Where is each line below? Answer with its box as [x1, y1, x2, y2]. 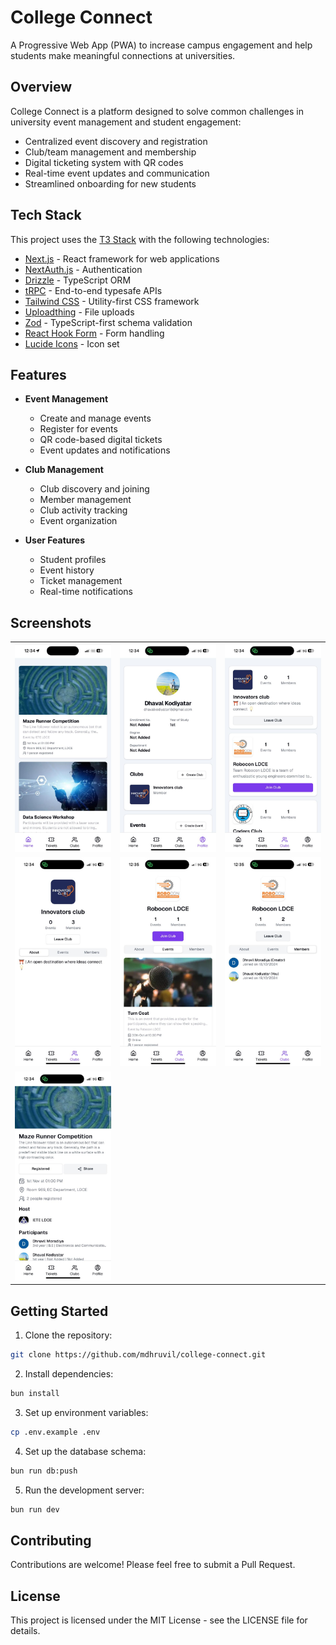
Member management [39, 494, 132, 506]
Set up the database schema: [24, 1445, 147, 1457]
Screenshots [10, 614, 92, 631]
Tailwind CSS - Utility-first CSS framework [24, 295, 200, 307]
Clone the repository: [24, 1329, 113, 1341]
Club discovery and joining [39, 483, 150, 495]
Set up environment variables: [24, 1406, 149, 1418]
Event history [39, 564, 95, 576]
